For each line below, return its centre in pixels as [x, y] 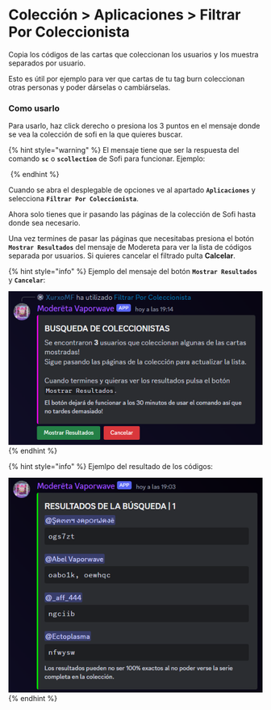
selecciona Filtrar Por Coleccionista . [73, 199]
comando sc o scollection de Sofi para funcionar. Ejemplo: [107, 158]
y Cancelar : [27, 280]
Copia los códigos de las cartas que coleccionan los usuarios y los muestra [133, 54]
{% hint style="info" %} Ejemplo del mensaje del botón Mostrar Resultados [133, 272]
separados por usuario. [47, 63]
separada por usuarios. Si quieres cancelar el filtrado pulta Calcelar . [122, 256]
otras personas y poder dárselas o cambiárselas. [90, 87]
